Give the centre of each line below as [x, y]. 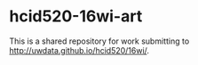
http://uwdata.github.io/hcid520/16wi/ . [79, 50]
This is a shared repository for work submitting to [99, 41]
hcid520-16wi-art [76, 16]
